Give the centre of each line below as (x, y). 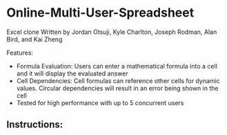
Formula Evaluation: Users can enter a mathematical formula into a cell (117, 66)
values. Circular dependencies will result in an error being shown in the (117, 88)
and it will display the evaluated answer (72, 73)
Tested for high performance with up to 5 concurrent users (100, 102)
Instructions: (35, 125)
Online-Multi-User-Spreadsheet (100, 13)
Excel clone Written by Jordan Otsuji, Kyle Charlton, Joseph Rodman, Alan (112, 32)
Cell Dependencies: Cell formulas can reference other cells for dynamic (118, 80)
